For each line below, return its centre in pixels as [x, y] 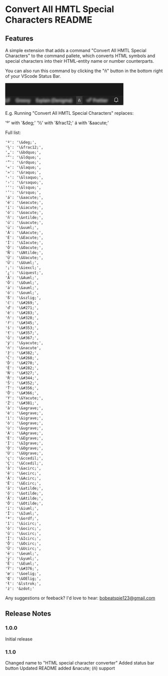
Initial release [19, 639]
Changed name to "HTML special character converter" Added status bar [80, 662]
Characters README [49, 20]
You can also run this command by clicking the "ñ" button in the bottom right [84, 71]
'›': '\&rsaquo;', [24, 183]
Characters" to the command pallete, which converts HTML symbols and [80, 56]
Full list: [13, 132]
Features [19, 38]
